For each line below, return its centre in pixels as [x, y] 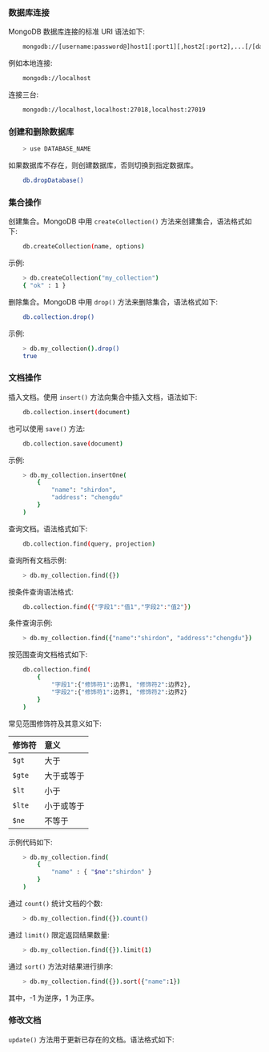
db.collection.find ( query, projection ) [89, 544]
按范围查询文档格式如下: [48, 655]
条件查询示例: [31, 623]
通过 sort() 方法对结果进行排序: [61, 966]
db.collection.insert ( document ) [76, 412]
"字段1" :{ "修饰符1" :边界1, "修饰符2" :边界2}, [121, 685]
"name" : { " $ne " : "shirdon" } [101, 872]
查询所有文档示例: [38, 560]
